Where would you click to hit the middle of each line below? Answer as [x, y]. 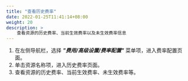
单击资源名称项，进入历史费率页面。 [59, 65]
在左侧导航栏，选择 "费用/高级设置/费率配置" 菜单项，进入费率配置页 [98, 51]
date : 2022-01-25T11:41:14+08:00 [47, 17]
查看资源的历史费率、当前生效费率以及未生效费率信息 [72, 33]
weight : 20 [19, 22]
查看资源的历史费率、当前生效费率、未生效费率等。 [77, 72]
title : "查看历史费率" [31, 11]
